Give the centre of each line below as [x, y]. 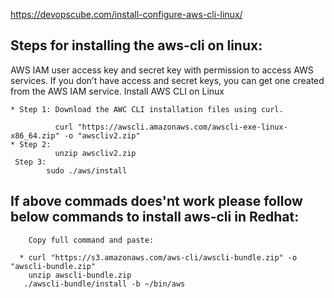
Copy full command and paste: [91, 240]
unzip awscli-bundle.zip [80, 275]
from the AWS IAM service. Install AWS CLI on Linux [117, 91]
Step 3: [30, 162]
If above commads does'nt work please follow [156, 201]
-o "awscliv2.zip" [102, 135]
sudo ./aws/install [87, 170]
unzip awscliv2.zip [95, 153]
